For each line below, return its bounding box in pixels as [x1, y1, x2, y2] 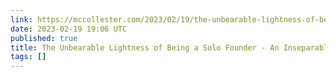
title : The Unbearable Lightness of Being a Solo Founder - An [10, 42, 280, 53]
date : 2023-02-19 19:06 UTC [10, 24, 128, 34]
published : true [10, 33, 78, 43]
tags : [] [10, 52, 47, 62]
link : [10, 14, 33, 25]
